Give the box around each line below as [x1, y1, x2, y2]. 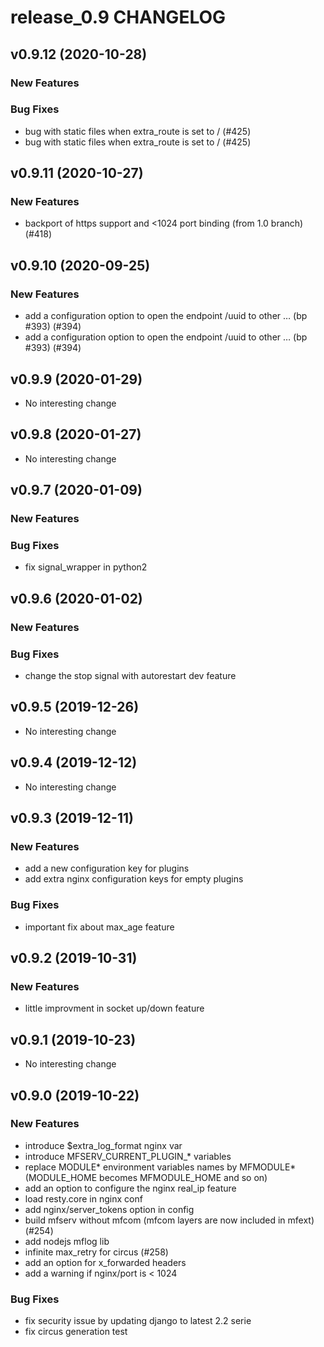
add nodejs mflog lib [24, 1235, 110, 1247]
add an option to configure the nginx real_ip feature [24, 1182, 237, 1194]
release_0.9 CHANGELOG [10, 6, 227, 29]
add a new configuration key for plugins [24, 862, 190, 875]
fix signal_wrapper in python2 [24, 561, 148, 573]
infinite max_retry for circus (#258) [24, 1246, 169, 1258]
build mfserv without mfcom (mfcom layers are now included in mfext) [24, 1214, 315, 1226]
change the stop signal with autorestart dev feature [24, 670, 237, 682]
